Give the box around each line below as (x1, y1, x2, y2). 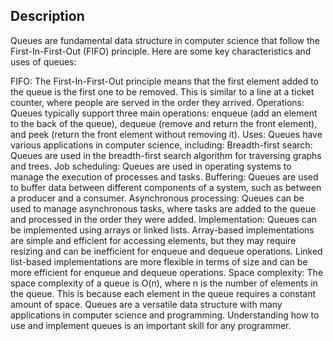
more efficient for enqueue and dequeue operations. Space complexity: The (10, 266, 324, 278)
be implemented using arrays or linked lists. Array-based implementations (10, 224, 315, 236)
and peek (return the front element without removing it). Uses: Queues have (10, 128, 323, 140)
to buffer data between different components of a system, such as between (10, 181, 322, 193)
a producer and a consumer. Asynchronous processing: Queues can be (10, 192, 305, 204)
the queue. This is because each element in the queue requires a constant (10, 287, 317, 299)
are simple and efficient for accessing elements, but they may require (10, 234, 297, 246)
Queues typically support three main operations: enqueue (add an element (10, 107, 318, 119)
